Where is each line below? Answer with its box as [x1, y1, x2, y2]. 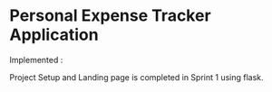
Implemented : [9, 54, 63, 65]
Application [9, 24, 99, 45]
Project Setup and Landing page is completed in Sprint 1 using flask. [9, 71, 265, 82]
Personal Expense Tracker [9, 5, 211, 26]
